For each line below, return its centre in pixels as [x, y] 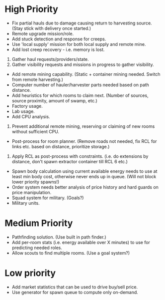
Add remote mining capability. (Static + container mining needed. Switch [86, 74]
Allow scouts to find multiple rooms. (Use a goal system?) [71, 253]
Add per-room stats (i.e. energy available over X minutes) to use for [81, 242]
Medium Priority [39, 223]
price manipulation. [32, 192]
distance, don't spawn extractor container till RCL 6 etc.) [70, 161]
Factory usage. [27, 106]
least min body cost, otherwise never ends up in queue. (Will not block [84, 176]
